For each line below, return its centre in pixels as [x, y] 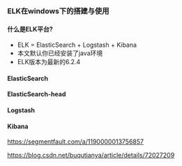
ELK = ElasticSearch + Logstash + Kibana [77, 45]
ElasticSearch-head [37, 94]
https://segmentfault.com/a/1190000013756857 [76, 142]
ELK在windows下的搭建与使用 [58, 10]
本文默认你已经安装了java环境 [60, 53]
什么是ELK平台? [30, 29]
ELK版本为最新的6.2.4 [49, 62]
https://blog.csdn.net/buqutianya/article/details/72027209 [91, 156]
